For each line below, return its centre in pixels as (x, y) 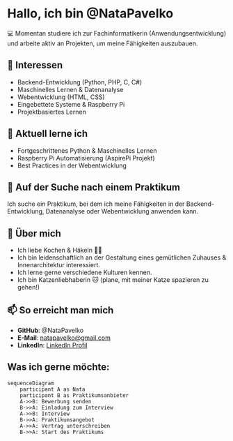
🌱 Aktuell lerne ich (48, 134)
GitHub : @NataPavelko (50, 330)
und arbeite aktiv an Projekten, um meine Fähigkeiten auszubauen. (103, 43)
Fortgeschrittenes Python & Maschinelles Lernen (87, 150)
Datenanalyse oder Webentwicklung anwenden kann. (122, 211)
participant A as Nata (53, 389)
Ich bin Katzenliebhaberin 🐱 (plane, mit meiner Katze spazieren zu (113, 280)
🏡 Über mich (34, 233)
